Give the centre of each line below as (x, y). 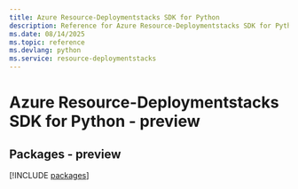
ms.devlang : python (45, 51)
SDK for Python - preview (105, 122)
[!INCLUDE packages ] (49, 175)
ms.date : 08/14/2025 (47, 34)
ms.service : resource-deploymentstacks (83, 59)
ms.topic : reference (47, 42)
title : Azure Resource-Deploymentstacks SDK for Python (114, 17)
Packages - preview (65, 154)
